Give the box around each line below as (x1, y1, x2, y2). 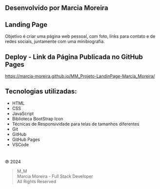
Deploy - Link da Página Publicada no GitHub (5, 53, 143, 61)
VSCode (12, 141, 29, 148)
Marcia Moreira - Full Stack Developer (17, 173, 93, 179)
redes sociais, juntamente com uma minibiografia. (5, 38, 105, 44)
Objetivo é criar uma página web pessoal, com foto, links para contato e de (5, 34, 156, 39)
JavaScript (12, 111, 34, 116)
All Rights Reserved (17, 179, 56, 185)
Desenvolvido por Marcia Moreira (5, 4, 108, 12)
